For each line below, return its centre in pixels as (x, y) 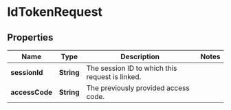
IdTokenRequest (55, 12)
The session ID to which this (132, 68)
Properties (30, 37)
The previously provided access (138, 88)
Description (140, 57)
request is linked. (114, 77)
